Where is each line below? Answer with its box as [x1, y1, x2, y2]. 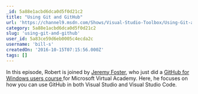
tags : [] [6, 52, 28, 58]
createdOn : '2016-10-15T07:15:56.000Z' [6, 47, 104, 53]
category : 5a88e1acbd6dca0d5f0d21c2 [6, 25, 96, 31]
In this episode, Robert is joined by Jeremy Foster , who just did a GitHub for [6, 68, 190, 75]
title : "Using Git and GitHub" [6, 14, 83, 20]
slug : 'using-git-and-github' [6, 31, 81, 36]
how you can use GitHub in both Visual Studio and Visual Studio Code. [6, 80, 177, 88]
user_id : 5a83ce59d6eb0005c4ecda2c [6, 36, 94, 42]
